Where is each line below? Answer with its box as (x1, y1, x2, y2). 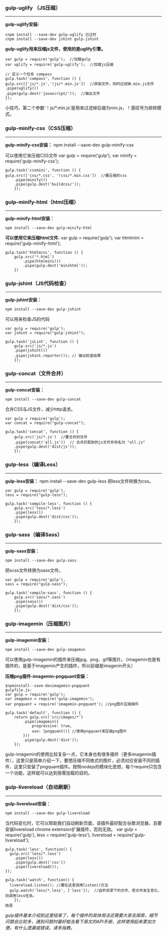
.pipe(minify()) (14, 177, 48, 183)
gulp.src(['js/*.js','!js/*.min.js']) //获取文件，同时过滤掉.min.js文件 (5, 81, 155, 87)
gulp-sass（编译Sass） (5, 531, 63, 538)
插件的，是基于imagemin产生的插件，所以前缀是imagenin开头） (5, 663, 136, 669)
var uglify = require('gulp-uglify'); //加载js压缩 (5, 62, 114, 67)
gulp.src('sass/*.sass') (14, 595, 66, 600)
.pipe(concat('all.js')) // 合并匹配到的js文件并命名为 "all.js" (14, 440, 146, 445)
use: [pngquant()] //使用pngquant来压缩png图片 (31, 729, 127, 734)
